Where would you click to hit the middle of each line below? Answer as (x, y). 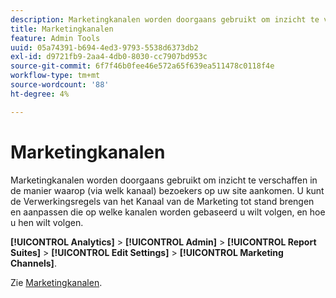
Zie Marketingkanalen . (56, 282)
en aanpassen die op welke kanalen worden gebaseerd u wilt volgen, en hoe (168, 212)
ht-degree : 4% (40, 94)
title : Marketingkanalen (62, 29)
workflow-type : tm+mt (55, 76)
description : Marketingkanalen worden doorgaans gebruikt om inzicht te (165, 19)
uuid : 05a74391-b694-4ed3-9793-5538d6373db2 (104, 47)
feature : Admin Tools (55, 38)
